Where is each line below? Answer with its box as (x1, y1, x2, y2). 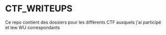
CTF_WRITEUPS (5, 3, 73, 14)
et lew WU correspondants (5, 24, 60, 30)
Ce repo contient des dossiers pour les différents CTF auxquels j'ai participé (5, 19, 162, 25)
